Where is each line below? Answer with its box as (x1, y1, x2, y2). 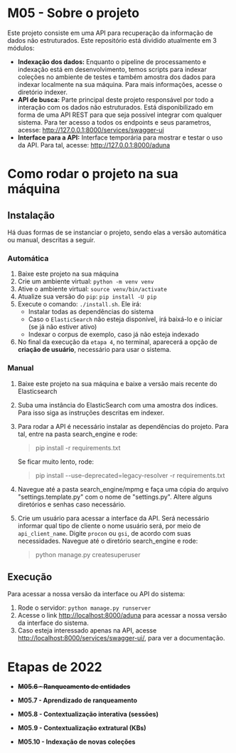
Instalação (7, 209, 55, 222)
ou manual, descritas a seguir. (7, 235, 96, 244)
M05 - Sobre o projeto (7, 5, 140, 21)
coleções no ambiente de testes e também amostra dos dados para (17, 73, 215, 81)
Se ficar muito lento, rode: (17, 457, 95, 466)
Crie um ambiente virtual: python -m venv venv (17, 277, 154, 286)
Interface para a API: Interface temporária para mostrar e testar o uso (17, 133, 223, 142)
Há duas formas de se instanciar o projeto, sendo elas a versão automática (7, 228, 227, 237)
